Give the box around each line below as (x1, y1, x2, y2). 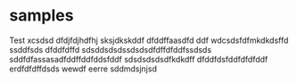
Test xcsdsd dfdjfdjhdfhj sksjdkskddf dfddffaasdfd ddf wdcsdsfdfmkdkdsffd (9, 35, 289, 46)
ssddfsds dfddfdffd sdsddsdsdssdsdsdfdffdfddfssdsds (9, 44, 212, 54)
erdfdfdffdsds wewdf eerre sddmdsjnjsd (9, 63, 158, 74)
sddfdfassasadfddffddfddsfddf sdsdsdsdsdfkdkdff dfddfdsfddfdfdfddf (9, 54, 268, 64)
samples (9, 5, 74, 26)
